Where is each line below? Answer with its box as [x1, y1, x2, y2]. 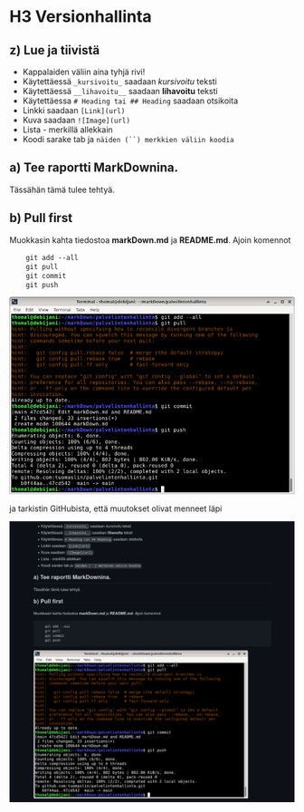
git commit [25, 271, 67, 280]
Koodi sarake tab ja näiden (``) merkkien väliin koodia [22, 134, 234, 144]
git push [25, 280, 59, 289]
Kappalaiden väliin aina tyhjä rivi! [22, 66, 146, 77]
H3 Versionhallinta [9, 6, 152, 27]
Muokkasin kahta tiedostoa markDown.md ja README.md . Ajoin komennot [9, 234, 291, 246]
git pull [25, 262, 59, 271]
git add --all [25, 253, 79, 262]
